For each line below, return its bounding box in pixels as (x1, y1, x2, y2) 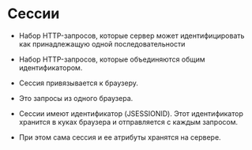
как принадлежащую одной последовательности (18, 39, 186, 48)
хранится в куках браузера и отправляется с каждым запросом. (18, 117, 239, 126)
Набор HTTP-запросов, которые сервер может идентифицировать (18, 31, 245, 40)
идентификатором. (18, 62, 83, 72)
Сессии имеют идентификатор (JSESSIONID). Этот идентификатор (18, 108, 244, 118)
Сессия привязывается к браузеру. (18, 78, 139, 88)
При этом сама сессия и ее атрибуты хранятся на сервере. (18, 132, 222, 142)
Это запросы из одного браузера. (18, 93, 134, 103)
